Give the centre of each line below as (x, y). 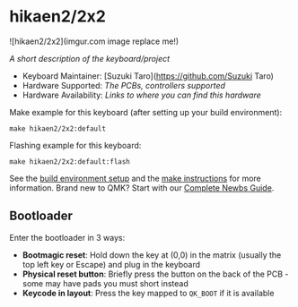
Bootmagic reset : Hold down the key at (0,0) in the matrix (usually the (152, 255)
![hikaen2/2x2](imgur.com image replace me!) (94, 41)
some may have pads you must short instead (105, 283)
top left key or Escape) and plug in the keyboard (111, 264)
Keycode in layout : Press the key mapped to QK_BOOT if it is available (148, 293)
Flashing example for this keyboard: (75, 145)
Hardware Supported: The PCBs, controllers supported (124, 85)
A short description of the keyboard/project (90, 58)
